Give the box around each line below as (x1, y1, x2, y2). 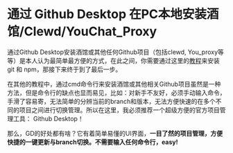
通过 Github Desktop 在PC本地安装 (7, 6, 207, 22)
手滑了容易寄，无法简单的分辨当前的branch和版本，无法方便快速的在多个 (7, 97, 216, 105)
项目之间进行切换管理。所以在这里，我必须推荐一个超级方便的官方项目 (19, 105, 220, 114)
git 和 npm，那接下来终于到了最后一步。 (7, 65, 122, 73)
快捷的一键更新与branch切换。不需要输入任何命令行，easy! (7, 138, 178, 146)
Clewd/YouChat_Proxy (24, 24, 157, 39)
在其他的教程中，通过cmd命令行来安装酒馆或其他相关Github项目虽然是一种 (7, 80, 221, 88)
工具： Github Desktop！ (12, 114, 85, 123)
